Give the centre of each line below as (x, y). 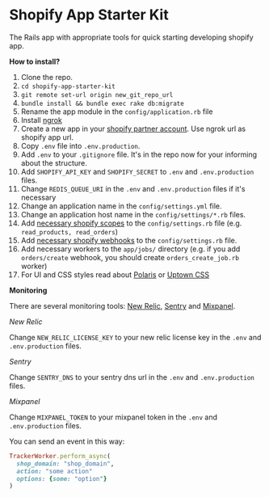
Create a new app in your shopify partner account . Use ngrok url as (133, 128)
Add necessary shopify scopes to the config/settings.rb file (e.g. (131, 223)
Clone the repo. (47, 77)
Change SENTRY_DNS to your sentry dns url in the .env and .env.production (132, 377)
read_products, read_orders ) (69, 231)
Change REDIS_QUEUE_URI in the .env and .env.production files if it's (133, 188)
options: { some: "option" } (62, 478)
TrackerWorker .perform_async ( (60, 456)
